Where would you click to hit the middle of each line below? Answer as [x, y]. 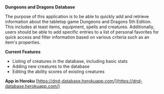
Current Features [23, 52]
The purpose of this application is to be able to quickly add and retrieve [77, 16]
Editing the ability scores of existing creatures [58, 72]
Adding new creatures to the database [51, 66]
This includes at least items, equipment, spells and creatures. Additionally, [80, 27]
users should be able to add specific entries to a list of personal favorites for [82, 32]
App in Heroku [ [21, 81]
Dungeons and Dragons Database [40, 7]
